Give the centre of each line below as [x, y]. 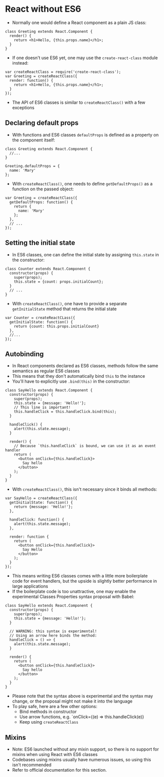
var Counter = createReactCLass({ [40, 318]
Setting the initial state [40, 243]
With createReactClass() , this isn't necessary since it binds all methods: [84, 489]
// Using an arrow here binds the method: [53, 636]
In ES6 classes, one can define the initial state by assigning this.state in [85, 254]
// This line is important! [42, 408]
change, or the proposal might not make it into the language [72, 701]
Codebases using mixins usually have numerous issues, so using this [82, 760]
